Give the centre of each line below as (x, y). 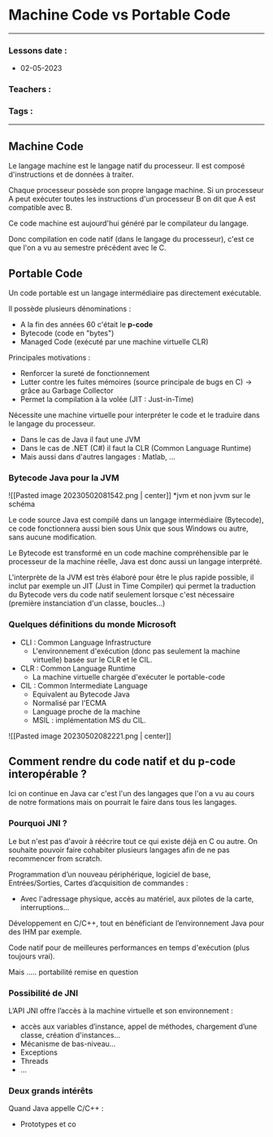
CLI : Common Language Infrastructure (86, 642)
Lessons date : (38, 50)
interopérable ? (48, 774)
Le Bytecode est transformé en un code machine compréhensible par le (129, 553)
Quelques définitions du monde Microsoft (92, 624)
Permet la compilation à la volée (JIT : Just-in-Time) (107, 400)
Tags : (21, 112)
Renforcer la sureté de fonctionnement (85, 374)
